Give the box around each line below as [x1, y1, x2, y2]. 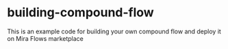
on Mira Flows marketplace [7, 34, 84, 42]
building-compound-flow [7, 5, 154, 20]
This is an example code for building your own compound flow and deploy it [7, 27, 221, 35]
